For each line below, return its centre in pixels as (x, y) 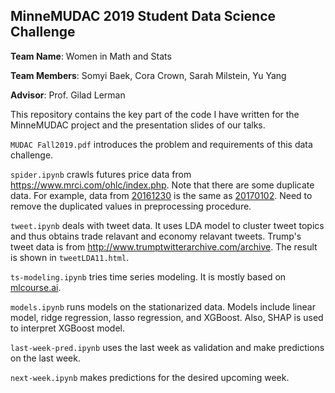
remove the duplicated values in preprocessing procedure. (131, 206)
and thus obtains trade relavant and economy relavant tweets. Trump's (156, 236)
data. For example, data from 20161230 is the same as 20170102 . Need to (161, 195)
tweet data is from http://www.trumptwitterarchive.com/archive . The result (164, 246)
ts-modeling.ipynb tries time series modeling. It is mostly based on (148, 276)
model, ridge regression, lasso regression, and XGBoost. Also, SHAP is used (167, 317)
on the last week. (45, 358)
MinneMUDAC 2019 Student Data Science (143, 16)
